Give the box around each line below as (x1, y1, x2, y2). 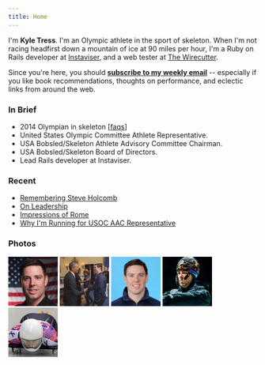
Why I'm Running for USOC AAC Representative (19, 218, 176, 228)
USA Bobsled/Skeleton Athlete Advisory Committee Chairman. (19, 138, 223, 148)
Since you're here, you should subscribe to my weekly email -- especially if (8, 67, 257, 77)
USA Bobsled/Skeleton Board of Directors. (19, 147, 158, 156)
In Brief (8, 103, 37, 115)
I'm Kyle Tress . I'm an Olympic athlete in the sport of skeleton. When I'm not (8, 36, 257, 45)
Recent (8, 175, 36, 186)
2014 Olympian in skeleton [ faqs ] (19, 122, 128, 131)
